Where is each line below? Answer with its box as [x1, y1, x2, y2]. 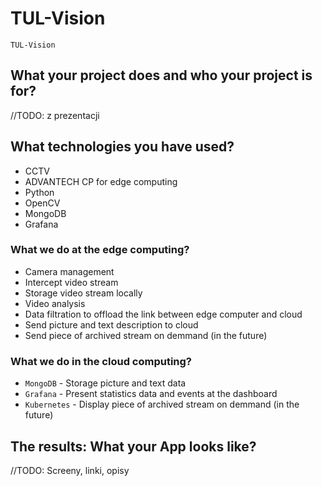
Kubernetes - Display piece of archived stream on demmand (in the [24, 398, 300, 411]
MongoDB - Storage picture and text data [24, 377, 187, 389]
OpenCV [24, 197, 61, 209]
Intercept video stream [24, 276, 119, 288]
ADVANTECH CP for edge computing [24, 175, 178, 187]
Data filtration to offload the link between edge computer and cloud [24, 308, 303, 320]
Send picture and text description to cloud [24, 318, 199, 331]
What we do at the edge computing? [10, 243, 190, 257]
